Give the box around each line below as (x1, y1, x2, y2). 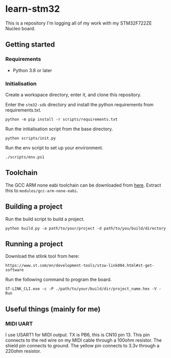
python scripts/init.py (5, 136, 56, 141)
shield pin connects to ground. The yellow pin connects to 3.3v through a (5, 343, 160, 349)
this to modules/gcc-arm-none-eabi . (5, 187, 78, 193)
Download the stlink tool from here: (5, 253, 79, 259)
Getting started (5, 40, 55, 49)
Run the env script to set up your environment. (5, 144, 103, 151)
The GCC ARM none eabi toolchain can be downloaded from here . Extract (5, 182, 161, 188)
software (5, 267, 24, 273)
